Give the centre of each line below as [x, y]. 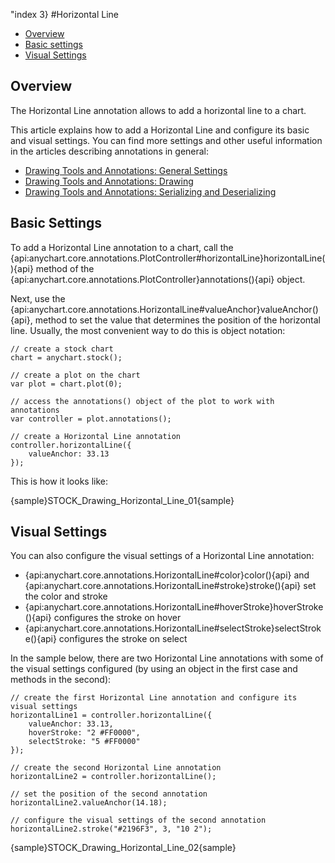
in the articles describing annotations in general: [110, 151]
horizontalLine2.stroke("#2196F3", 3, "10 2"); [111, 829]
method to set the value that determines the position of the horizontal [177, 320]
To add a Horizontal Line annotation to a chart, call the [122, 247]
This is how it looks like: [59, 481]
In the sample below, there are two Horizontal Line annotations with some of [167, 658]
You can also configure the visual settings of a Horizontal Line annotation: [162, 556]
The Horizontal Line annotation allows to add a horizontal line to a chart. [158, 110]
